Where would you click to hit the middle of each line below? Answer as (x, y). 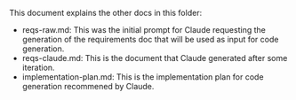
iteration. (38, 67)
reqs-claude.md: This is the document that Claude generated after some (155, 58)
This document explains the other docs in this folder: (106, 13)
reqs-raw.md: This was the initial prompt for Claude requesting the (144, 30)
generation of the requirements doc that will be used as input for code (150, 39)
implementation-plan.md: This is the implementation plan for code (143, 77)
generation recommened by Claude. (88, 86)
